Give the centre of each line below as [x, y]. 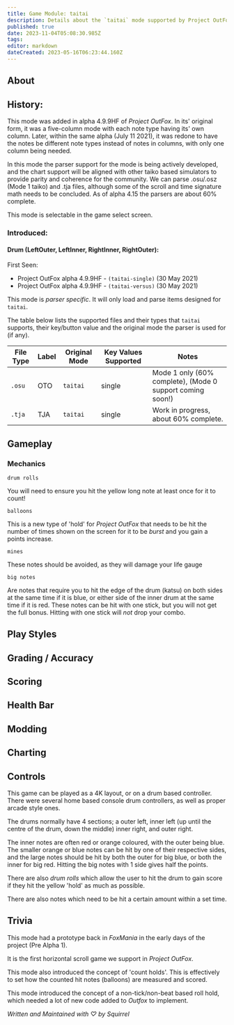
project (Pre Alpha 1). [37, 945]
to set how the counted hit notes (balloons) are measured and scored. [107, 979]
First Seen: [23, 265]
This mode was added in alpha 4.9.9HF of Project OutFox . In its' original [110, 121]
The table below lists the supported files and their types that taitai [104, 321]
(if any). [18, 335]
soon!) [163, 399]
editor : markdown [32, 46]
